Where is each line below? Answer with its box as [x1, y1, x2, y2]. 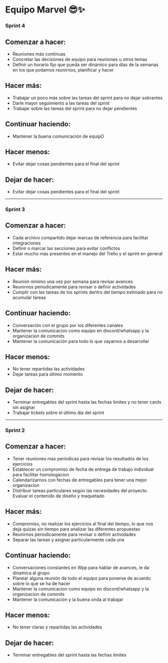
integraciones [12, 240, 41, 246]
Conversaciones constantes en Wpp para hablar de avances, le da [12, 564, 149, 570]
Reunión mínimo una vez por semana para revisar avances [12, 278, 133, 284]
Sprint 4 [5, 22, 25, 29]
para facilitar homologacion [12, 471, 69, 477]
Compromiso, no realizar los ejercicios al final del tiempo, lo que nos [12, 520, 153, 527]
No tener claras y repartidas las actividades [12, 624, 102, 630]
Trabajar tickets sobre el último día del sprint [12, 410, 104, 416]
